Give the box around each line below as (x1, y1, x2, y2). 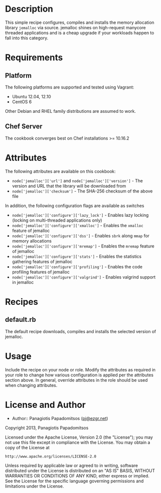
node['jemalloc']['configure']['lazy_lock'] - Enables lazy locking (12, 212, 149, 218)
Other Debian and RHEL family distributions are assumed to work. (5, 108, 136, 114)
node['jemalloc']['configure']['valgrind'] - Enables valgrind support (12, 274, 156, 280)
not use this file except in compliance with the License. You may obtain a (5, 439, 150, 445)
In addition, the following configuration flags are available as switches (5, 203, 145, 209)
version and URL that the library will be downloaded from (12, 183, 126, 189)
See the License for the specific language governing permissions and (5, 478, 144, 484)
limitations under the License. (5, 483, 64, 489)
